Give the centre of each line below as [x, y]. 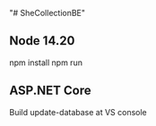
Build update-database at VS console [78, 112]
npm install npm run [46, 63]
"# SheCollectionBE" [48, 13]
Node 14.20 [42, 41]
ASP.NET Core [50, 91]
